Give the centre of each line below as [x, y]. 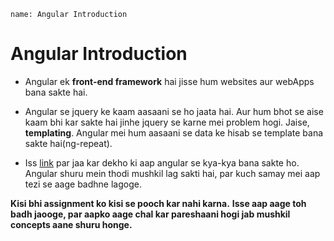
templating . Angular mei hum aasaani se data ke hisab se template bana [174, 132]
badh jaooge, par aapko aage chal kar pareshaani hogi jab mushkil [150, 214]
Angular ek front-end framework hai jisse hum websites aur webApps [169, 81]
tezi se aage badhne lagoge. [83, 184]
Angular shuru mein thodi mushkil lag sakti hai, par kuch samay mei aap [172, 173]
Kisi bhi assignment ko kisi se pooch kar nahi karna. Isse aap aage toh [158, 203]
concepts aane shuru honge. [71, 224]
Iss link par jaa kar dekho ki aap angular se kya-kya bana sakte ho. [162, 162]
